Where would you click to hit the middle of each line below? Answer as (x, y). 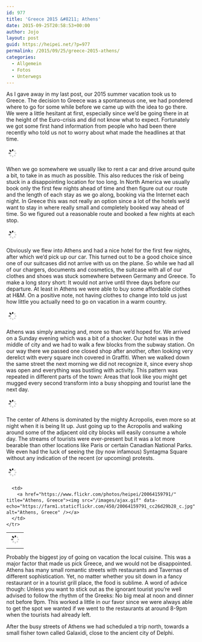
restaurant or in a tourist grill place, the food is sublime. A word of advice (97, 582)
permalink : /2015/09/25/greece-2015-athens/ (63, 51)
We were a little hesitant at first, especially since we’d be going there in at (97, 113)
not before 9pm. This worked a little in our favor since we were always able (99, 602)
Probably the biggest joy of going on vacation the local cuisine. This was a (99, 557)
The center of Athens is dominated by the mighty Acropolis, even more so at (101, 420)
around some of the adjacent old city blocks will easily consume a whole (96, 433)
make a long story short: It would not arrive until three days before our (93, 283)
